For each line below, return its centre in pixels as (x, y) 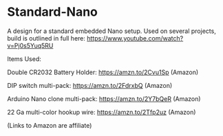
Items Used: (24, 58)
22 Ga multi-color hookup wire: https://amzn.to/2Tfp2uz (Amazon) (102, 112)
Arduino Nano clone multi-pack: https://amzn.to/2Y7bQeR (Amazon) (104, 99)
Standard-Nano (52, 12)
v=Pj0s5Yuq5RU (30, 45)
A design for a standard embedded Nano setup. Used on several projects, (112, 31)
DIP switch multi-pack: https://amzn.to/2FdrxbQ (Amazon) (90, 85)
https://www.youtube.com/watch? (135, 38)
